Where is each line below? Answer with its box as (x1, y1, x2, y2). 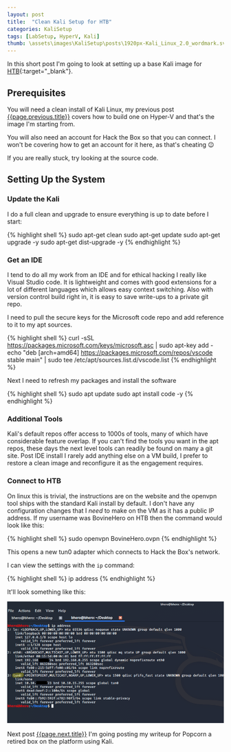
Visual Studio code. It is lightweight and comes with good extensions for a (7, 278, 217, 286)
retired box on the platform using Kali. (7, 737, 114, 745)
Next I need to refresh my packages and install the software (7, 376, 177, 384)
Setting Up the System (7, 174, 105, 186)
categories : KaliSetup (7, 25, 72, 32)
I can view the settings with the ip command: (7, 561, 135, 569)
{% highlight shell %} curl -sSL (7, 333, 95, 342)
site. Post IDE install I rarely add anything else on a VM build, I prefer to (7, 452, 208, 460)
